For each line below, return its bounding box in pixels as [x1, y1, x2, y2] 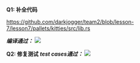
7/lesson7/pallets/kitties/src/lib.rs [6, 24, 90, 32]
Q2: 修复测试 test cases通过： [6, 50, 84, 57]
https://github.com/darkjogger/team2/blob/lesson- [6, 18, 134, 25]
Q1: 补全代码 [6, 6, 38, 13]
